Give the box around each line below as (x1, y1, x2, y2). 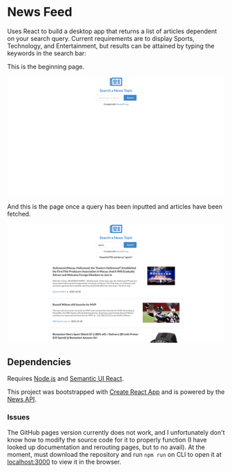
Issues (7, 413, 30, 422)
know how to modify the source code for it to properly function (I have (7, 435, 207, 444)
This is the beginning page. (7, 62, 85, 70)
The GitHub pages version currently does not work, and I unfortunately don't (7, 428, 225, 436)
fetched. (7, 210, 31, 218)
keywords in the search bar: (7, 49, 86, 57)
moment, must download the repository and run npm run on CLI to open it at (7, 450, 222, 458)
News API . (7, 395, 37, 404)
